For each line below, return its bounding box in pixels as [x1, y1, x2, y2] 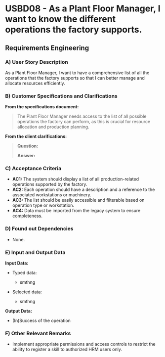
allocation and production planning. [17, 124, 90, 130]
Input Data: [5, 260, 29, 266]
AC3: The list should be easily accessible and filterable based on [12, 197, 145, 203]
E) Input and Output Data [5, 249, 66, 256]
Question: [17, 143, 39, 149]
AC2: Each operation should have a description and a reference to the [12, 186, 155, 193]
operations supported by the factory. [12, 181, 87, 187]
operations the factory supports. [5, 24, 142, 35]
